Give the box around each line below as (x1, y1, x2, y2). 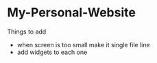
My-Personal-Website (7, 5, 136, 21)
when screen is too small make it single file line (16, 40, 150, 49)
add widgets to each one (16, 48, 88, 56)
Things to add (7, 27, 47, 36)
